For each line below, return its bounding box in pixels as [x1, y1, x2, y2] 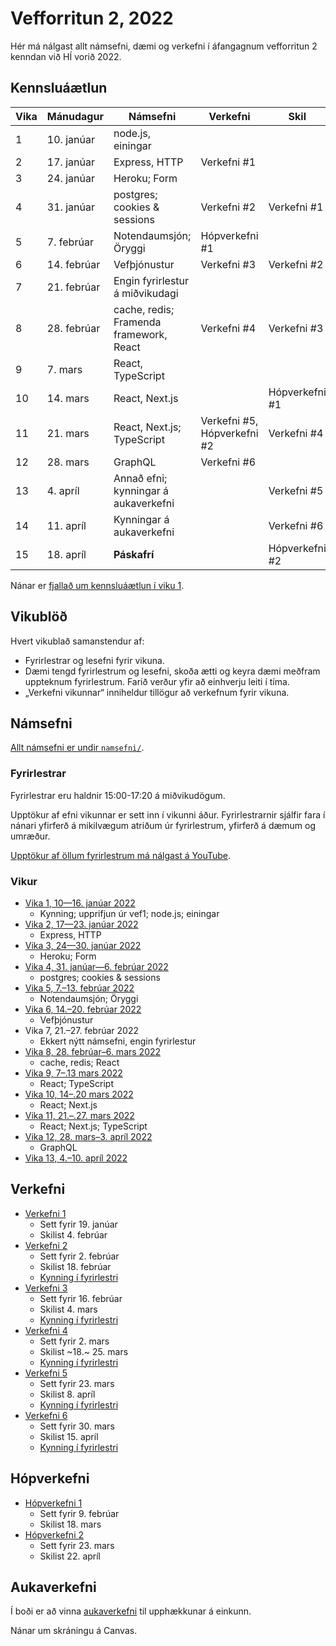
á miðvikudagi [113, 286, 179, 300]
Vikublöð [10, 608, 68, 626]
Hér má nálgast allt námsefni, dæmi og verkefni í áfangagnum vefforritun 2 [10, 40, 318, 52]
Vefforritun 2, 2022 [10, 7, 174, 30]
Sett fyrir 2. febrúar [39, 1250, 120, 1262]
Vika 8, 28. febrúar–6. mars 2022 [24, 1045, 162, 1057]
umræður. [10, 830, 51, 842]
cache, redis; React [39, 1056, 120, 1068]
